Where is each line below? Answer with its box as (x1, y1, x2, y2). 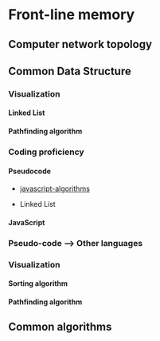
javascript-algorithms (19, 184, 90, 193)
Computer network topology (8, 38, 153, 51)
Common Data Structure (8, 64, 131, 77)
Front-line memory (8, 6, 135, 24)
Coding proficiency (8, 146, 85, 157)
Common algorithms (8, 320, 112, 334)
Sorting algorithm (8, 279, 68, 288)
